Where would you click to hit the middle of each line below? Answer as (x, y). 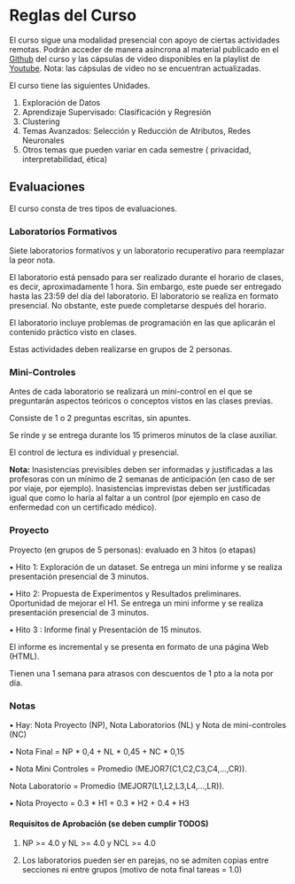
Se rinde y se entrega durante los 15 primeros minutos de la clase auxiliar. (144, 435)
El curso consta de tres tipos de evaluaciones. (93, 208)
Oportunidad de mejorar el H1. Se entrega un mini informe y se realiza (136, 603)
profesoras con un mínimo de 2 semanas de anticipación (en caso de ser (142, 479)
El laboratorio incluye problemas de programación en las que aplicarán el (143, 323)
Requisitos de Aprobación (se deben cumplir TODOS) (109, 823)
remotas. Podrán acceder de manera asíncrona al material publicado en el (144, 49)
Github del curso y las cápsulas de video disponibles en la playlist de (135, 59)
